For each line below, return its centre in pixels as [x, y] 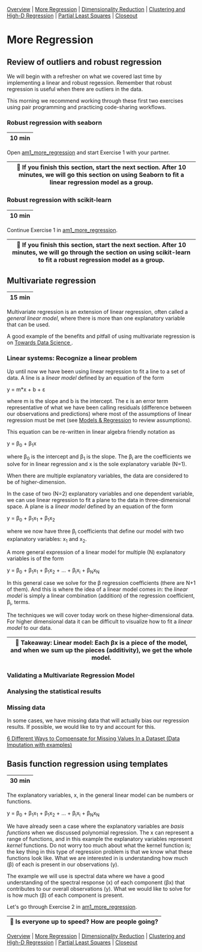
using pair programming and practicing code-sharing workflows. [87, 107]
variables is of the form [35, 558]
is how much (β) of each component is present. [65, 895]
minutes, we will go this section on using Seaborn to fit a [101, 175]
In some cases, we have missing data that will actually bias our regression [98, 720]
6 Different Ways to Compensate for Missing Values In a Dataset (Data [94, 738]
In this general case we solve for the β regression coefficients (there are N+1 [101, 583]
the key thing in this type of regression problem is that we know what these [100, 852]
